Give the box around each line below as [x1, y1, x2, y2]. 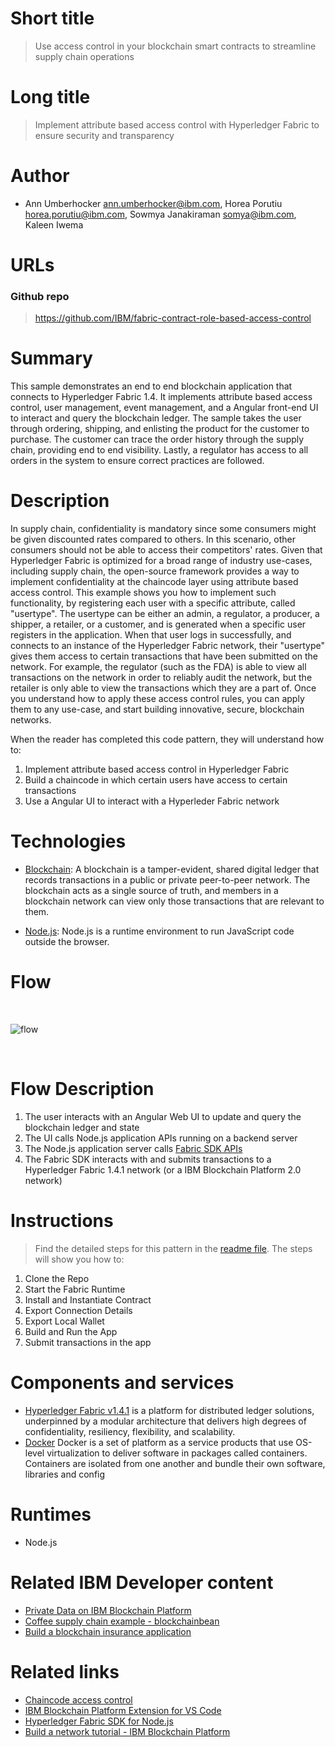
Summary [10, 347, 93, 370]
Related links [10, 1660, 120, 1683]
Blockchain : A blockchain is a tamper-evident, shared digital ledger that [24, 863, 320, 876]
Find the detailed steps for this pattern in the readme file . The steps [34, 1242, 313, 1254]
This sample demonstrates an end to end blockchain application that [10, 380, 293, 392]
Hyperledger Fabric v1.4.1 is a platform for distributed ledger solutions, [24, 1404, 315, 1416]
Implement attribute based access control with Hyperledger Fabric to [34, 118, 320, 131]
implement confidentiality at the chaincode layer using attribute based [10, 576, 299, 588]
